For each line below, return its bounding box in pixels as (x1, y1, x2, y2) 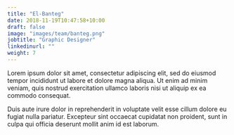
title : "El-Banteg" (7, 10, 65, 18)
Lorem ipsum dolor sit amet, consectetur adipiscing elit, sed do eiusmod (7, 68, 216, 77)
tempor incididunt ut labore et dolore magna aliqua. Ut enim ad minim (7, 76, 208, 84)
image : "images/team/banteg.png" (7, 30, 105, 37)
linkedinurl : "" (7, 43, 55, 50)
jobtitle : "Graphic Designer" (7, 37, 96, 44)
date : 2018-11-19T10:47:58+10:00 (7, 17, 105, 24)
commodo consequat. (7, 91, 71, 99)
